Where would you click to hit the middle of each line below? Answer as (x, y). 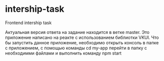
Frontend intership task (28, 23)
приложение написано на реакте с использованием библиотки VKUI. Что (82, 37)
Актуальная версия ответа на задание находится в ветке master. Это (77, 32)
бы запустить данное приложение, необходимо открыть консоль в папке (82, 42)
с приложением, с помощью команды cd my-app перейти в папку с (76, 48)
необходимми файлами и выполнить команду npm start (63, 53)
